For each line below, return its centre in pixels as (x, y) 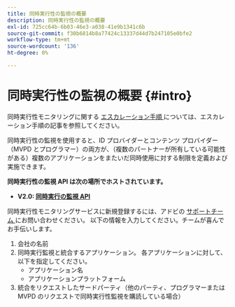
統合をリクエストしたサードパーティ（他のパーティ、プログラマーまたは (121, 287)
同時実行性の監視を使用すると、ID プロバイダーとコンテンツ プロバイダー (113, 140)
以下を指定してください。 (54, 261)
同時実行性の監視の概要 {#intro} (100, 96)
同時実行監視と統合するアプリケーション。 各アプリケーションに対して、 (122, 252)
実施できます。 (29, 166)
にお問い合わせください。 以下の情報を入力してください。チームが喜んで (120, 220)
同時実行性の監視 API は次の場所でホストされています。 (87, 181)
